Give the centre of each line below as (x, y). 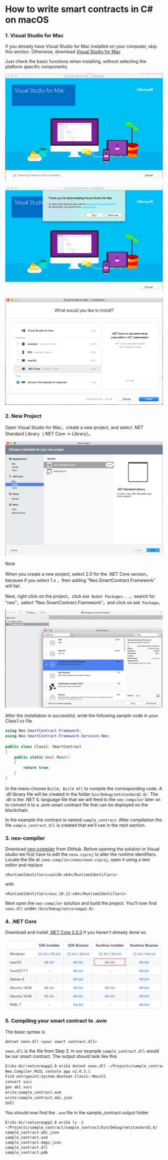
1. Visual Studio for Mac (34, 36)
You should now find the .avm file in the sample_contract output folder (77, 1112)
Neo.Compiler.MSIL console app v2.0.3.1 (48, 1071)
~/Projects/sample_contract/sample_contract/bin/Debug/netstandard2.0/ (81, 1127)
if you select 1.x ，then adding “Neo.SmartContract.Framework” (90, 580)
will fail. (13, 586)
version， (141, 574)
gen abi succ (19, 1087)
